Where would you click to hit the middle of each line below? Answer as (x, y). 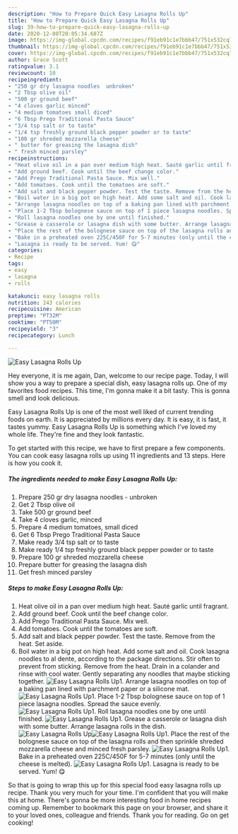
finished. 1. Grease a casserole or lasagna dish (122, 719)
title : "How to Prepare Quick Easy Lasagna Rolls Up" (89, 20)
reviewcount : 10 (32, 73)
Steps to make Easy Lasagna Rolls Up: (66, 588)
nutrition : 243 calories (44, 303)
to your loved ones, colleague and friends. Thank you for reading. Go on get (118, 815)
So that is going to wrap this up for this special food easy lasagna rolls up (115, 785)
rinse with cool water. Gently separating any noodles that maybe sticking (124, 674)
